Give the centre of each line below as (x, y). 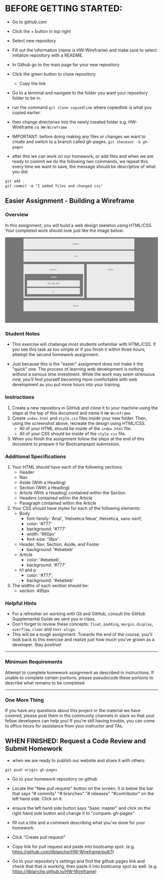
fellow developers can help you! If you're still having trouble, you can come (80, 720)
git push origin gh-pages (31, 770)
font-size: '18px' (43, 539)
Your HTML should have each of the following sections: (67, 467)
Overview (17, 215)
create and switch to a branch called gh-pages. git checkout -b (76, 142)
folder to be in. (27, 98)
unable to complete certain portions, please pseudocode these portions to (79, 678)
